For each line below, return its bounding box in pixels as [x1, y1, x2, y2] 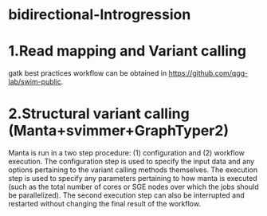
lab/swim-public [8, 77, 62, 87]
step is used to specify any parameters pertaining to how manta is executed [8, 174, 257, 183]
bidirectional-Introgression [8, 6, 191, 24]
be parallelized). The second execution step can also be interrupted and [8, 190, 245, 200]
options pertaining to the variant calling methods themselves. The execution [8, 165, 257, 175]
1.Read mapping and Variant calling [8, 42, 247, 61]
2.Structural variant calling [8, 105, 190, 123]
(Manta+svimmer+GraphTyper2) [8, 122, 230, 140]
